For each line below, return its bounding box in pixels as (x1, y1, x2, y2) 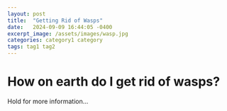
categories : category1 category (7, 37, 103, 44)
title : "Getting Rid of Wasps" (7, 17, 103, 24)
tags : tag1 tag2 (7, 43, 55, 50)
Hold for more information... (7, 97, 89, 105)
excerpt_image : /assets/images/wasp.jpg (7, 30, 129, 37)
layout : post (7, 10, 46, 18)
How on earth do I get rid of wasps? (7, 74, 221, 90)
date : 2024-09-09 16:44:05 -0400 (7, 23, 113, 30)
